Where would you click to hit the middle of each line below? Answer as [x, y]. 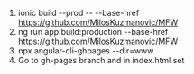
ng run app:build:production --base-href [93, 32]
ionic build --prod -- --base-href [79, 13]
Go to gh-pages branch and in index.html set [101, 60]
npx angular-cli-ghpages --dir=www [86, 51]
